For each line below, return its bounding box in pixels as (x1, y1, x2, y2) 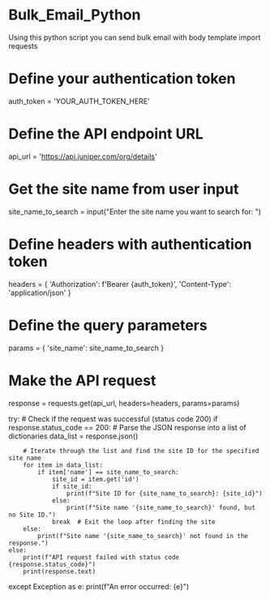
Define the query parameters (8, 316, 208, 334)
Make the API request (8, 371, 156, 390)
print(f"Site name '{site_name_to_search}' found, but (66, 503, 255, 511)
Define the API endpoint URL (8, 125, 204, 143)
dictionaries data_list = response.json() (8, 431, 139, 441)
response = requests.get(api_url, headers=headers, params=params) (8, 398, 240, 408)
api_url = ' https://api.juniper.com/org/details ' (8, 152, 157, 161)
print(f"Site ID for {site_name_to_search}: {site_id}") (66, 489, 264, 498)
